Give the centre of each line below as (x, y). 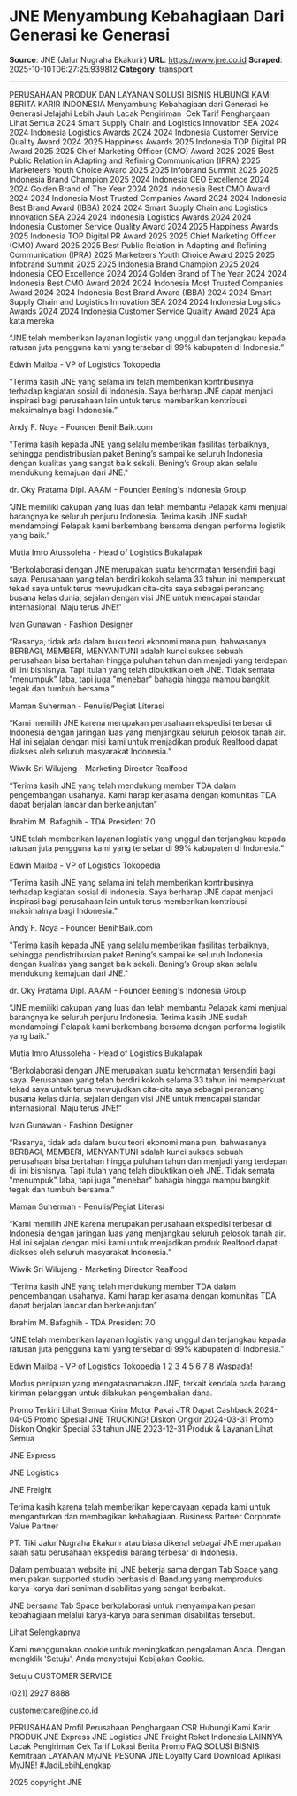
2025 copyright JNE (46, 1782)
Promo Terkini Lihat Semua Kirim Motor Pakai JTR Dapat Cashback (131, 1409)
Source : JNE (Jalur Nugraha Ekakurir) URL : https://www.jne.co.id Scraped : (146, 59)
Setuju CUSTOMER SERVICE (61, 1675)
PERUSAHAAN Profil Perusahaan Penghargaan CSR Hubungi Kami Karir (140, 1727)
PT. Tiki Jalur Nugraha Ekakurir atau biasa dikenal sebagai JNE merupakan (145, 1542)
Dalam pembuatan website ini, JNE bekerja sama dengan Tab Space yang (144, 1569)
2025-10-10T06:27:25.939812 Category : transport (101, 69)
